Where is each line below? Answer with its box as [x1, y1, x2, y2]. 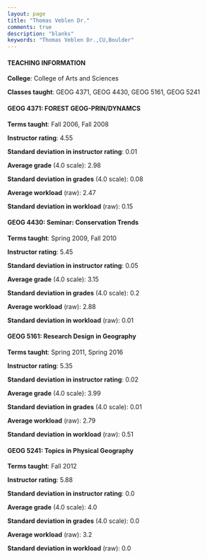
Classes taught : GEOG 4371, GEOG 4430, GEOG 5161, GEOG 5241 [7, 88, 200, 96]
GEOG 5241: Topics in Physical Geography [7, 446, 134, 454]
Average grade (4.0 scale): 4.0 [7, 503, 97, 512]
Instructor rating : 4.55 [7, 134, 73, 142]
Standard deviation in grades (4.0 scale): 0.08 [7, 175, 143, 183]
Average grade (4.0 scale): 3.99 [7, 389, 101, 397]
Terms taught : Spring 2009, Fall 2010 [7, 234, 117, 242]
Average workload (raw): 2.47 [7, 188, 97, 196]
